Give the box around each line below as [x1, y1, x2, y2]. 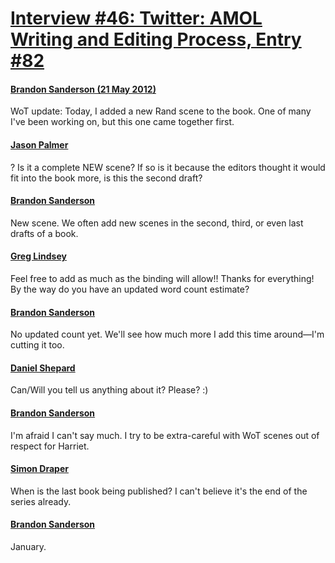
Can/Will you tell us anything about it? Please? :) [10, 384, 209, 396]
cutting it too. [10, 339, 65, 351]
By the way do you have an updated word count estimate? [10, 283, 250, 295]
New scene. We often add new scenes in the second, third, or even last [10, 217, 304, 229]
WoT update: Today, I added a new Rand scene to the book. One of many [10, 105, 312, 117]
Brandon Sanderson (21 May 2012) [10, 83, 157, 95]
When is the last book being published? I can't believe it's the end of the [10, 485, 308, 497]
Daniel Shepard [10, 362, 76, 374]
